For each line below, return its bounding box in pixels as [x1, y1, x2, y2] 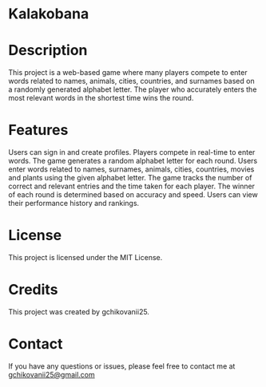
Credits [8, 281, 58, 299]
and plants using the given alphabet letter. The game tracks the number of [8, 173, 252, 183]
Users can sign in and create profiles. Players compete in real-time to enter [8, 148, 256, 157]
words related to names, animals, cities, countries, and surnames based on [8, 77, 255, 86]
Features [8, 121, 69, 140]
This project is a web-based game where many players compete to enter [8, 68, 248, 77]
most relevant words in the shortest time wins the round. [8, 93, 194, 103]
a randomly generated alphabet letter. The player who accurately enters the [8, 85, 257, 94]
